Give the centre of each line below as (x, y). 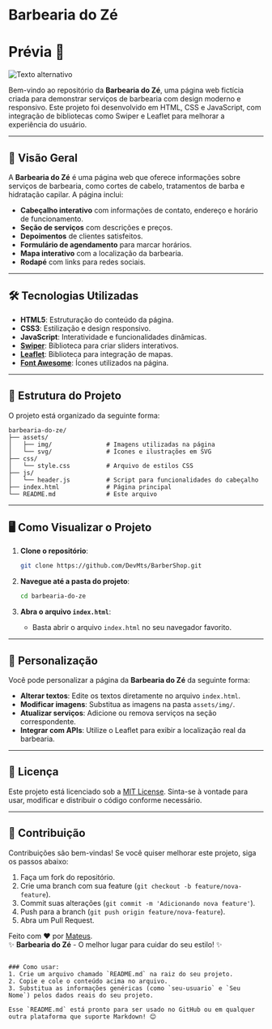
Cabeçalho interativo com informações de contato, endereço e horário (139, 210)
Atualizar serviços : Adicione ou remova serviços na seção (118, 713)
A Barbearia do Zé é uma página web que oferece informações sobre (125, 177)
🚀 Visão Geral (43, 158)
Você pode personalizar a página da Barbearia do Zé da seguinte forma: (130, 680)
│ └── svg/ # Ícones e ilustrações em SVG (110, 452)
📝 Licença (34, 772)
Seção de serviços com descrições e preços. (96, 227)
